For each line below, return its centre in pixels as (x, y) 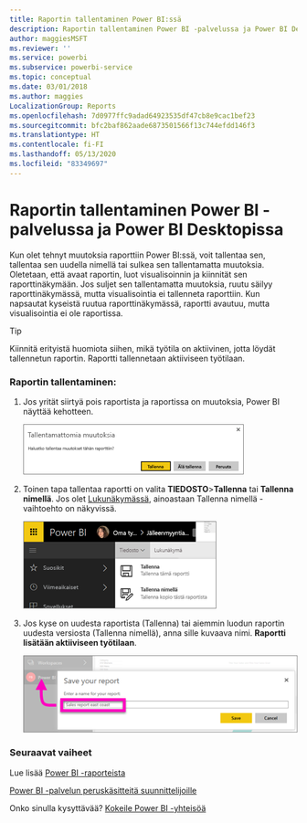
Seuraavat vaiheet (51, 753)
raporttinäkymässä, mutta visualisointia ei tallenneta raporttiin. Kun (135, 293)
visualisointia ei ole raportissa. (66, 313)
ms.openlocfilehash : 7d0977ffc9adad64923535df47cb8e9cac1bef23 (132, 116)
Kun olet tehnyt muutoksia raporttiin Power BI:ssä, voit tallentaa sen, (138, 255)
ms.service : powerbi (49, 58)
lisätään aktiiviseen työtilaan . (79, 642)
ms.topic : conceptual (51, 78)
